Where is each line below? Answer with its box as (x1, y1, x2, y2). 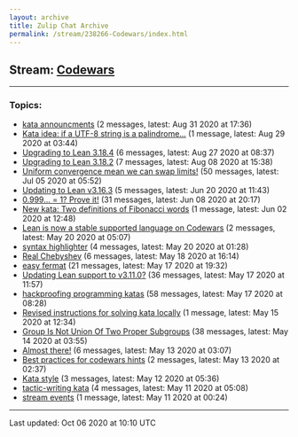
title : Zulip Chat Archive (9, 21, 109, 30)
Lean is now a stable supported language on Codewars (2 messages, (21, 222, 276, 233)
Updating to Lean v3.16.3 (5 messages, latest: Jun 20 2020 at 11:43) (21, 185, 271, 196)
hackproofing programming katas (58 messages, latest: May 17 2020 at (21, 289, 283, 300)
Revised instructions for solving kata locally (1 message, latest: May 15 (21, 308, 279, 318)
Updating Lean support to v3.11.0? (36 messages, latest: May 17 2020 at (21, 269, 286, 280)
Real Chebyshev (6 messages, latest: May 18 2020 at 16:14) (21, 251, 239, 261)
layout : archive (9, 12, 69, 22)
